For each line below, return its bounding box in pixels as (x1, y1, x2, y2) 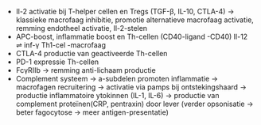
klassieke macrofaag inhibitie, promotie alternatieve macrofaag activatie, (15, 15, 255, 25)
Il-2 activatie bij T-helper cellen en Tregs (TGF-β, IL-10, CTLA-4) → (15, 7, 235, 16)
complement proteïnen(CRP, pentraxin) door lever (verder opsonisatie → (15, 99, 254, 108)
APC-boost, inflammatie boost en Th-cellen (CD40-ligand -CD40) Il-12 (15, 32, 248, 41)
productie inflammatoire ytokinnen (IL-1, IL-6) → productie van (15, 91, 220, 100)
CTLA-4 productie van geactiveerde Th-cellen (15, 49, 168, 58)
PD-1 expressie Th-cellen (15, 57, 99, 66)
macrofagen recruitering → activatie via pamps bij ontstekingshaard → (15, 82, 247, 92)
